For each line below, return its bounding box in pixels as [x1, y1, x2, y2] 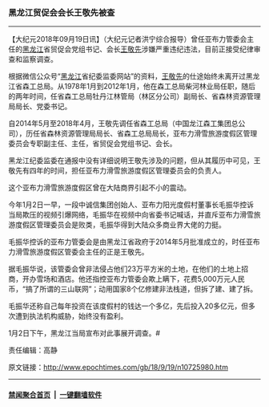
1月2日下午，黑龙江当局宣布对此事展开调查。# [8, 328, 161, 338]
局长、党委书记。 [14, 102, 72, 112]
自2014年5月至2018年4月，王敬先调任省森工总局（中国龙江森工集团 [8, 119, 232, 128]
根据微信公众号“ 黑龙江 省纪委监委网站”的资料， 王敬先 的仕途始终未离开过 [8, 71, 247, 81]
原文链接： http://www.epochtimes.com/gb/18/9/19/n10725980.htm [8, 363, 228, 372]
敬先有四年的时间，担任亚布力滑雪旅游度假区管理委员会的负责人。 [8, 166, 226, 176]
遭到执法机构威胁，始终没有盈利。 [14, 311, 128, 321]
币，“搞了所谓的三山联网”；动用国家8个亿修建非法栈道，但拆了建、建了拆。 [8, 284, 258, 294]
